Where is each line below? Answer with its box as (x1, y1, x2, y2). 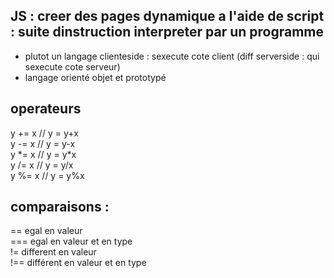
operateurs (10, 100, 82, 118)
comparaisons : (10, 199, 110, 216)
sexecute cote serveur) (24, 60, 121, 73)
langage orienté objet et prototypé (24, 71, 167, 83)
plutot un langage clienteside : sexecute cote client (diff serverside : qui (24, 50, 320, 62)
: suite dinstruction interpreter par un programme (10, 24, 324, 41)
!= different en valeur (10, 246, 97, 258)
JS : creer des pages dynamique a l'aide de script (10, 8, 325, 25)
